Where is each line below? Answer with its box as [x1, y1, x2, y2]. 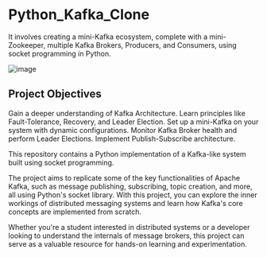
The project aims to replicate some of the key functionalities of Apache [8, 173, 241, 182]
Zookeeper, [8, 40, 46, 49]
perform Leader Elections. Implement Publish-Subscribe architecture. [8, 134, 236, 143]
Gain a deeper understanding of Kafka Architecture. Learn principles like [8, 108, 246, 118]
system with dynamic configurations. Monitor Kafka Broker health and [8, 125, 238, 134]
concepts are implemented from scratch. [8, 207, 141, 216]
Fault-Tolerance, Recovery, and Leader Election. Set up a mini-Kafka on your [8, 117, 259, 127]
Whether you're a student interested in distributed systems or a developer [8, 222, 250, 232]
